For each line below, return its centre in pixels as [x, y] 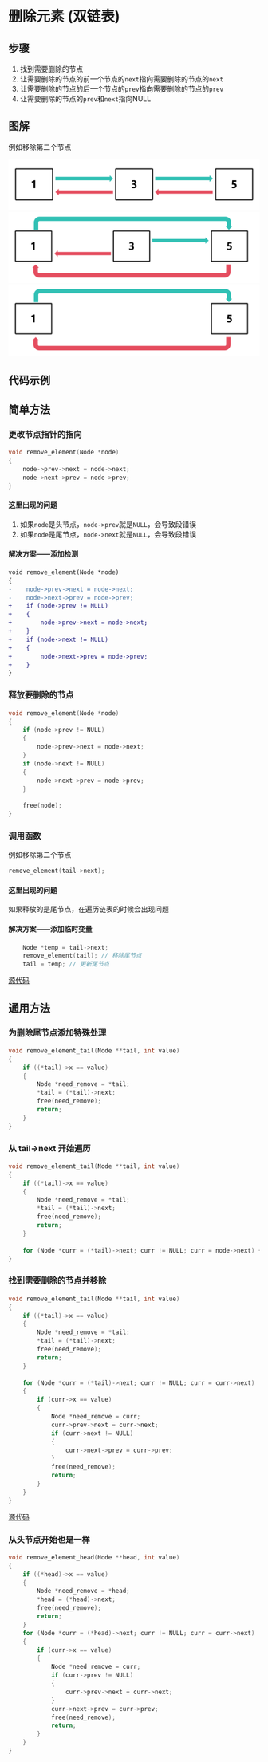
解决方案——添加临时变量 [50, 929]
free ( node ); [42, 806]
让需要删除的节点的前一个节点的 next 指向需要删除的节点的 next [122, 79]
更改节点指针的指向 [45, 434]
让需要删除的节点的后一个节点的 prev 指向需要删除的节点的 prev [122, 89]
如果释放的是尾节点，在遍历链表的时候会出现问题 [89, 909]
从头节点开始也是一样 [49, 1540]
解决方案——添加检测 [43, 554]
